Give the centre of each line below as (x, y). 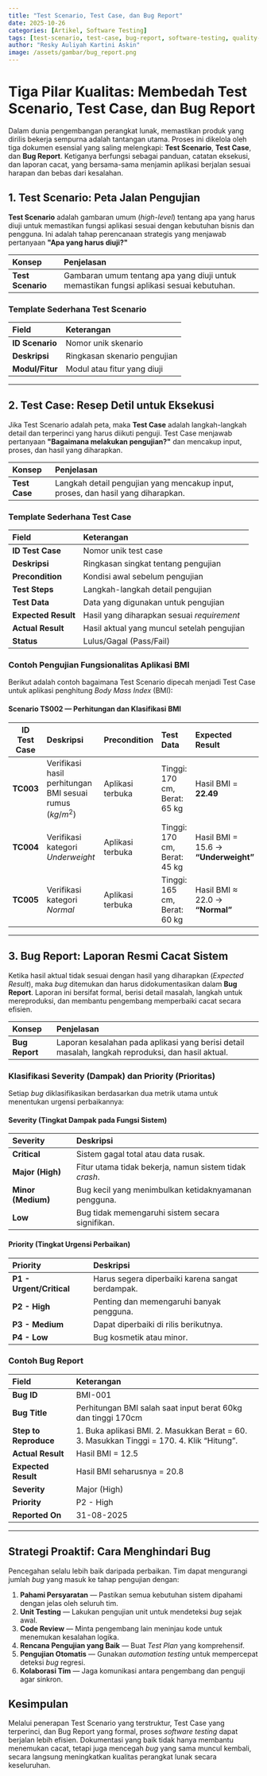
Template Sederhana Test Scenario (77, 309)
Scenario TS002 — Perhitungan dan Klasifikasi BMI (95, 709)
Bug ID (25, 1395)
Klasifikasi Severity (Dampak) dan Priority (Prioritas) (112, 1076)
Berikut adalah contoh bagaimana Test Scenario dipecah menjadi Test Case (132, 682)
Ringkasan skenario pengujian (122, 356)
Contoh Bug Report (46, 1361)
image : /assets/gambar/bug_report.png (72, 52)
